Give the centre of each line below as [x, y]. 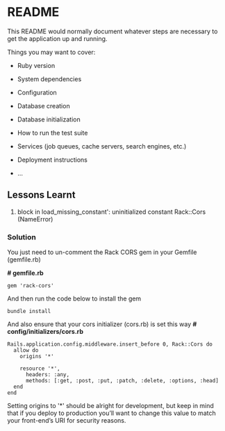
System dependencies [49, 79]
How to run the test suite [52, 133]
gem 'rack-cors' [31, 286]
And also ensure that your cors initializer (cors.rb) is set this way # [102, 324]
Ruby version [36, 65]
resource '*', [40, 369]
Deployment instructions [52, 160]
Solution [22, 237]
